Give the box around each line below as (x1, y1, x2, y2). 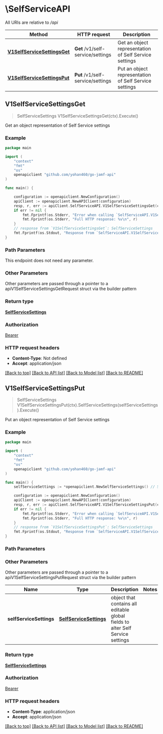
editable (111, 606, 130, 613)
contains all (111, 600, 137, 607)
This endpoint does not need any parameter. (5, 257, 94, 263)
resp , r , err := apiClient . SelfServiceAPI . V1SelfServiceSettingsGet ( (14, 203, 158, 208)
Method (29, 31, 48, 37)
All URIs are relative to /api (5, 19, 58, 25)
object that (111, 594, 136, 601)
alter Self (111, 625, 132, 632)
